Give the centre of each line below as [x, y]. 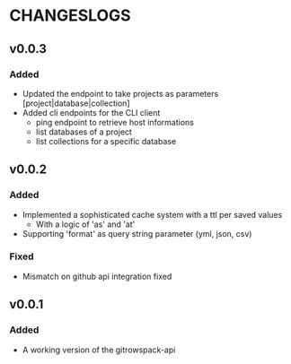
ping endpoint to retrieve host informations [115, 122]
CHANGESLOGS [71, 16]
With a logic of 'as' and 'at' [85, 224]
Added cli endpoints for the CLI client [91, 112]
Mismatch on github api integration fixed [97, 276]
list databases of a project [84, 132]
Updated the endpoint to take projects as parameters [120, 93]
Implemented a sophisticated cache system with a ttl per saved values [152, 214]
